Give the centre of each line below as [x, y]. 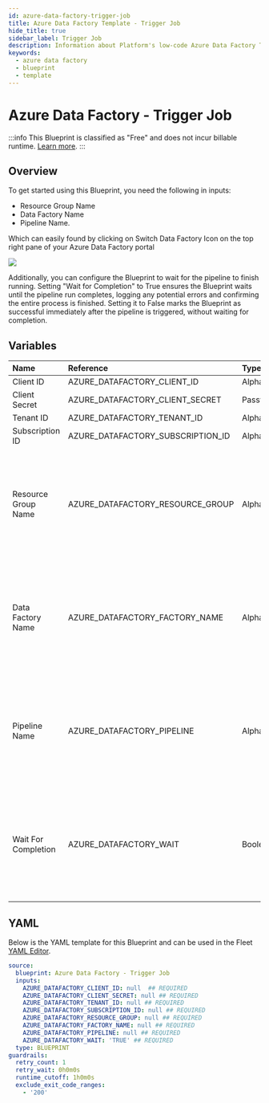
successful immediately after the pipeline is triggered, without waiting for [129, 312]
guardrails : [28, 1055]
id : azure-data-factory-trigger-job [69, 16]
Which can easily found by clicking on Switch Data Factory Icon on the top [131, 238]
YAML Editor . [30, 951]
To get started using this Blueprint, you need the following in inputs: [120, 190]
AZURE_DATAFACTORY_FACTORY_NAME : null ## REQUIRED [109, 1025]
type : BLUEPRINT [42, 1048]
